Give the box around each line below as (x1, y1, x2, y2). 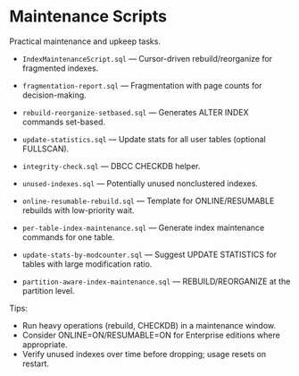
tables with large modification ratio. (21, 258, 153, 269)
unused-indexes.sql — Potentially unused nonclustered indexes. (21, 177, 259, 189)
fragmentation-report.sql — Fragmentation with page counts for (21, 80, 262, 90)
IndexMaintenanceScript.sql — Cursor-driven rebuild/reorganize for (21, 53, 273, 64)
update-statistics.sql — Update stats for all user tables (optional (21, 133, 266, 144)
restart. (21, 358, 49, 369)
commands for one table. (21, 231, 115, 243)
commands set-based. (21, 116, 105, 127)
